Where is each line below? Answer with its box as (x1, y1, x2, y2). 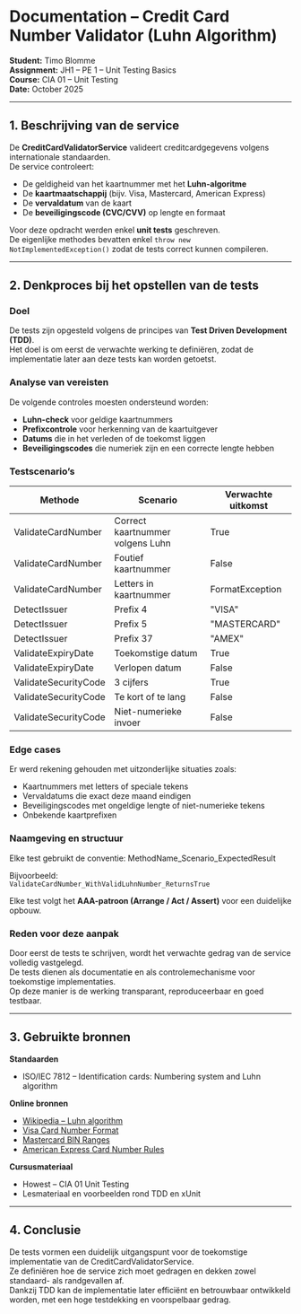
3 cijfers (114, 676, 150, 688)
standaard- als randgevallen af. (9, 1275, 125, 1285)
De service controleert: (9, 161, 95, 171)
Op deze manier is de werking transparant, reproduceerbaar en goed (9, 986, 264, 996)
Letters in (114, 577, 154, 590)
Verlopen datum (114, 661, 182, 674)
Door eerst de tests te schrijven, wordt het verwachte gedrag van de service (9, 947, 291, 958)
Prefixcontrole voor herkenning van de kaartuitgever (21, 424, 218, 434)
